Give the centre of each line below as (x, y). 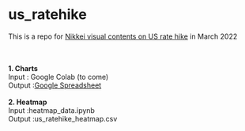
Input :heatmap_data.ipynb (51, 110)
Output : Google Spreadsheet (55, 85)
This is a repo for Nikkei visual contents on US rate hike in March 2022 (123, 36)
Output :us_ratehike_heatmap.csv (63, 118)
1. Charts (23, 68)
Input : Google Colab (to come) (58, 77)
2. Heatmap (28, 102)
